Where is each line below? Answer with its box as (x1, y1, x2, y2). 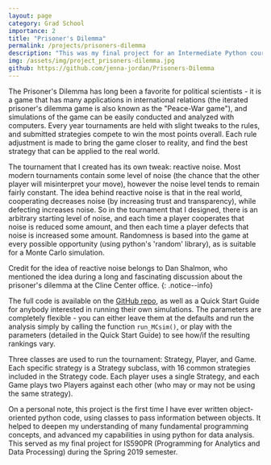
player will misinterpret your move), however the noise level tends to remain (8, 179, 260, 189)
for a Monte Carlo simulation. (8, 247, 105, 257)
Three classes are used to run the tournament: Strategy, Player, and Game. (8, 354, 256, 363)
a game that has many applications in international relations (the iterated (8, 94, 248, 105)
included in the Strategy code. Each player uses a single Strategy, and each (8, 372, 260, 381)
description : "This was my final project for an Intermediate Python (8, 49, 248, 57)
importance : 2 (8, 27, 56, 35)
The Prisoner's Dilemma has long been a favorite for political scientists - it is (8, 86, 262, 96)
